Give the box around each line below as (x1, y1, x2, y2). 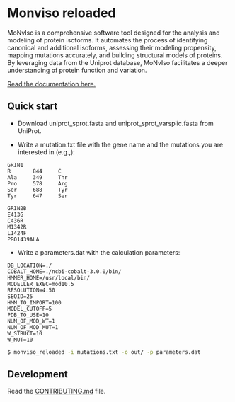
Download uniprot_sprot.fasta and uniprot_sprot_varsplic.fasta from (17, 119, 214, 127)
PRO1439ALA (7, 236, 40, 243)
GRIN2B (7, 205, 27, 212)
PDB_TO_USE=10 (7, 311, 50, 318)
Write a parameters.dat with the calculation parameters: (17, 248, 180, 256)
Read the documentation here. (7, 79, 96, 88)
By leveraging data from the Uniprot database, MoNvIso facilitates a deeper (7, 58, 228, 67)
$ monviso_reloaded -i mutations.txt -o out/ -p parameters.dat (7, 348, 201, 355)
